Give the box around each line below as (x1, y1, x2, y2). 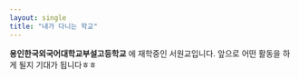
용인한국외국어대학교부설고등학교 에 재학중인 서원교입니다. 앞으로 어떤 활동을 (9, 47, 281, 59)
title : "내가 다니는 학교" (9, 22, 98, 31)
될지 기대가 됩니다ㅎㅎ (18, 59, 97, 70)
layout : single (9, 13, 67, 23)
